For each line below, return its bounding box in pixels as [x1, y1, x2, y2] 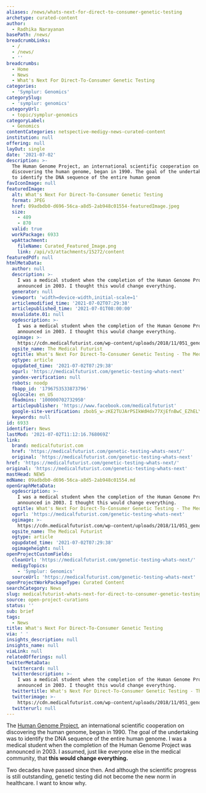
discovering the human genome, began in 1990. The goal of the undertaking [6, 729, 199, 736]
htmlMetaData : [6, 260, 43, 266]
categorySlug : [6, 95, 43, 101]
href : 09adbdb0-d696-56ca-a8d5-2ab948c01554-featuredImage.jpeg [12, 203, 180, 209]
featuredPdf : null [6, 254, 53, 261]
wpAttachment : [12, 237, 48, 243]
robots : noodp [12, 380, 48, 386]
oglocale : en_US [12, 391, 53, 398]
